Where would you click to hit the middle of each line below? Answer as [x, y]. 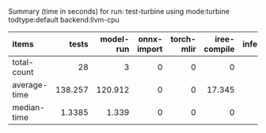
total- [23, 62]
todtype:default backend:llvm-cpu [64, 20]
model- [115, 39]
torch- [183, 39]
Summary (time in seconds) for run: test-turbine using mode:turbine [119, 11]
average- [30, 85]
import [150, 49]
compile [219, 49]
